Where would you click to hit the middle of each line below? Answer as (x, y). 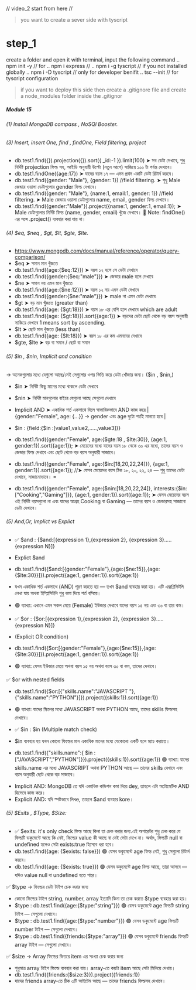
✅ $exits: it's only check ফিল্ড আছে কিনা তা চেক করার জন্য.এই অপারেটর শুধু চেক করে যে (97, 831)
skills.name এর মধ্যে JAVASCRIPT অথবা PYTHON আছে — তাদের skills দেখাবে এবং (99, 767)
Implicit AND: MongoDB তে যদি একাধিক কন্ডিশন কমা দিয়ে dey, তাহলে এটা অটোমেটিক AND (102, 786)
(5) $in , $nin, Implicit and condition (49, 356)
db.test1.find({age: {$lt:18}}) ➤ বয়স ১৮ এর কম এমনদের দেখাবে (78, 336)
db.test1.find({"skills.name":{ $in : (55, 753)
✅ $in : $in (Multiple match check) (56, 729)
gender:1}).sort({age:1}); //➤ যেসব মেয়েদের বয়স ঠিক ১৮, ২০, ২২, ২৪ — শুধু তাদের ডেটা (99, 470)
